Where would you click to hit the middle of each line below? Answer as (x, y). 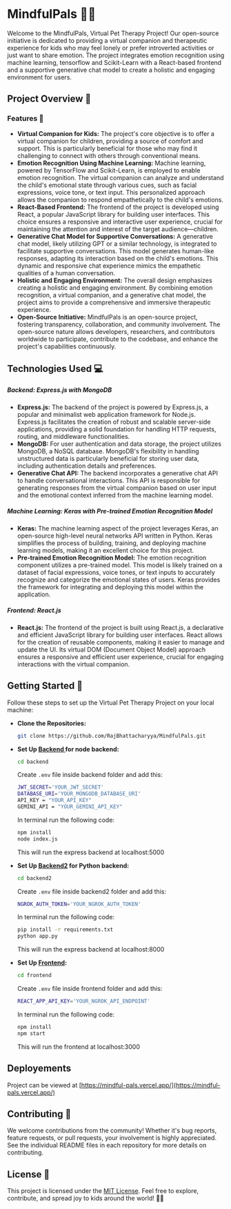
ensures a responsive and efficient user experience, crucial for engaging (120, 657)
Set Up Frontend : (42, 963)
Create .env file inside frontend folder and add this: (90, 989)
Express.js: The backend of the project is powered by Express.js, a (113, 407)
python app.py (37, 936)
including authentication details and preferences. (87, 466)
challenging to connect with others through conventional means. (109, 155)
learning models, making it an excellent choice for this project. (106, 550)
